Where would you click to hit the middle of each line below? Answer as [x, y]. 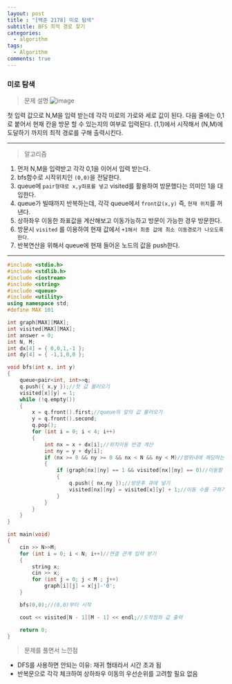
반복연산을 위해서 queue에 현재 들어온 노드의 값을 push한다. [98, 245]
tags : [15, 46]
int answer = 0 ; [30, 335]
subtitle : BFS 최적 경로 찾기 [46, 26]
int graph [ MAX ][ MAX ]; [38, 323]
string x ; [46, 567]
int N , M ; [21, 342]
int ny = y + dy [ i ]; [74, 451]
